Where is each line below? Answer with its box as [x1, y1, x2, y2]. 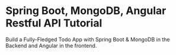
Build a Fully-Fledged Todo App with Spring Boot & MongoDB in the [5, 36, 170, 43]
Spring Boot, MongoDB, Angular [5, 4, 167, 18]
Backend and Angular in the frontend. [5, 42, 97, 49]
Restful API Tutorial [5, 16, 103, 30]
